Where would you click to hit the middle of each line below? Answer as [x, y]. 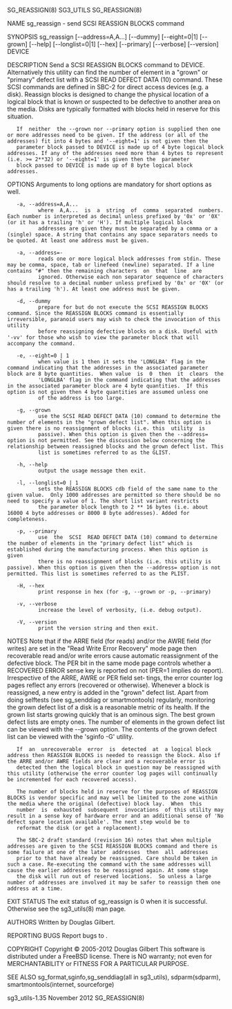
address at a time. [35, 889]
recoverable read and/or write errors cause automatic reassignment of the [113, 656]
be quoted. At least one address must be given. [78, 241]
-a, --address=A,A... [47, 204]
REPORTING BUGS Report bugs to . [58, 936]
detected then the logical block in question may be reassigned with [118, 767]
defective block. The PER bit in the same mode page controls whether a [109, 663]
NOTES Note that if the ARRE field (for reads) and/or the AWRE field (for [109, 641]
